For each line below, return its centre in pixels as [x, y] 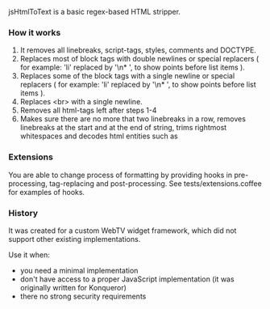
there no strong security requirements [83, 296]
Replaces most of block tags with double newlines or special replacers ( [139, 59]
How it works [35, 32]
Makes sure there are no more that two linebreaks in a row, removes [133, 119]
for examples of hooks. [47, 192]
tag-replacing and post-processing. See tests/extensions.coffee [156, 183]
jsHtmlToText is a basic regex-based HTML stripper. [95, 12]
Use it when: [29, 255]
